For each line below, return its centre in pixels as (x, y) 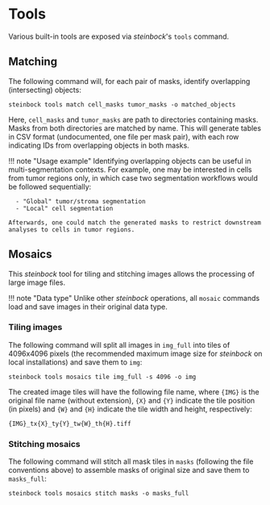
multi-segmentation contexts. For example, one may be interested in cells (130, 169)
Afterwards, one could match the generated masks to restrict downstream (135, 223)
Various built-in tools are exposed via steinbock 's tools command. (119, 36)
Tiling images (35, 328)
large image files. (37, 282)
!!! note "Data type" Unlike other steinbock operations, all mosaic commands (134, 298)
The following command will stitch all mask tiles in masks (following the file (131, 461)
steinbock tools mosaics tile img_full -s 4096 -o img (102, 377)
